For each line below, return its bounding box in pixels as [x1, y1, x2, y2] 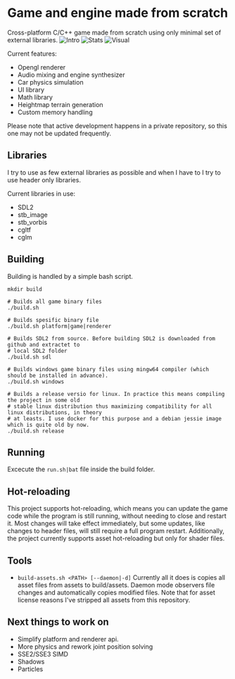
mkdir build [7, 285, 42, 293]
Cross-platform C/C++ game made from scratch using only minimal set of [7, 28, 222, 37]
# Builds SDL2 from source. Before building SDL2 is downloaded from [7, 335, 216, 342]
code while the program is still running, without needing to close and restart [7, 512, 227, 521]
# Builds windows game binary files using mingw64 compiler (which [7, 366, 210, 373]
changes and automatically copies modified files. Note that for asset [17, 588, 216, 597]
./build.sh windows [7, 378, 65, 385]
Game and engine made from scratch [7, 5, 229, 21]
